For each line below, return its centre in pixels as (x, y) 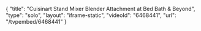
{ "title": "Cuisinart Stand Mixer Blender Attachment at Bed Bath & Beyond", (100, 9)
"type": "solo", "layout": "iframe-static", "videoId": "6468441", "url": (91, 15)
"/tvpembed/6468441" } (36, 22)
